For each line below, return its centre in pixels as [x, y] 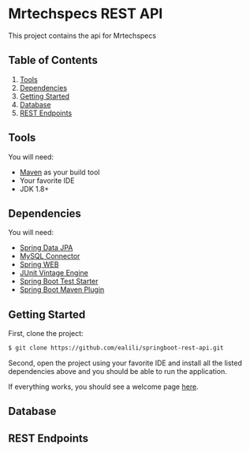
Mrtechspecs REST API [86, 14]
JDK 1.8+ [34, 189]
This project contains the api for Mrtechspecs [82, 35]
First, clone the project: [46, 334]
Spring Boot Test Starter [59, 282]
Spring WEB [39, 264]
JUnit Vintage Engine [54, 273]
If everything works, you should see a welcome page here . [103, 387]
